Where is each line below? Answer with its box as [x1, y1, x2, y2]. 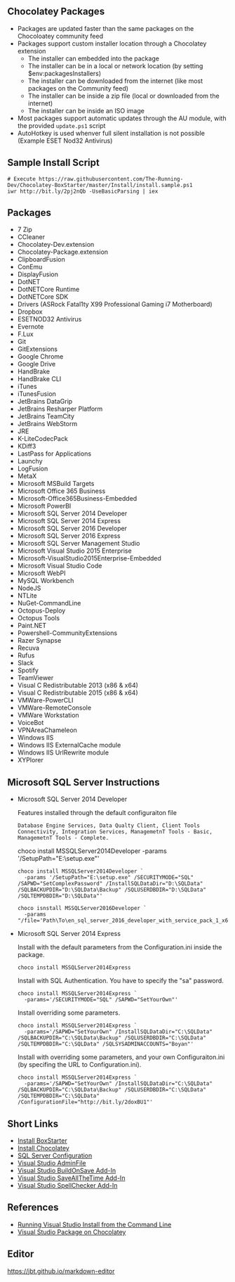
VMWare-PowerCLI [17, 696, 74, 705]
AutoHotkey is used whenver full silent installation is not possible [17, 129, 206, 137]
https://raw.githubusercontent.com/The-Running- [38, 175, 184, 182]
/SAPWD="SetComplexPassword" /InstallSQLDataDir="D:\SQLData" [17, 880, 203, 887]
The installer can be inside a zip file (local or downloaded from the [27, 91, 220, 100]
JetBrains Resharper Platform [17, 404, 103, 414]
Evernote [17, 323, 44, 331]
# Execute [7, 175, 36, 182]
